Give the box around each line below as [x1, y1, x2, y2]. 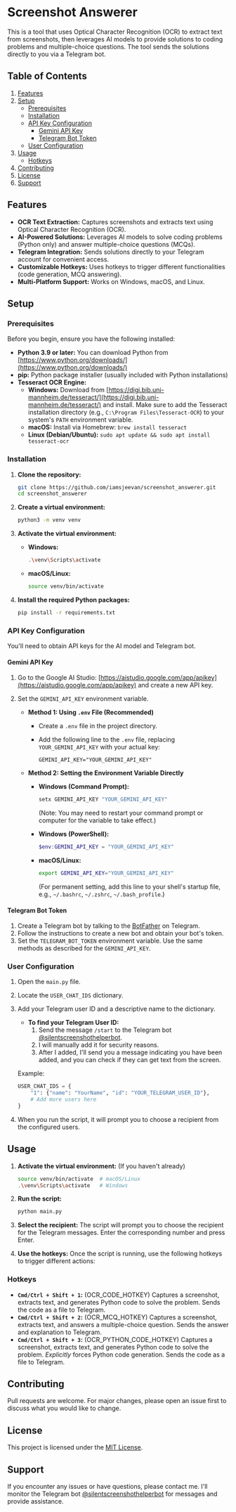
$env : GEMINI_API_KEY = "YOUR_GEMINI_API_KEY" [38, 844, 174, 851]
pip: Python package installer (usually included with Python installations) [17, 370, 228, 380]
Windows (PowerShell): [38, 830, 110, 839]
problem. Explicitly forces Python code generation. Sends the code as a [17, 1350, 225, 1359]
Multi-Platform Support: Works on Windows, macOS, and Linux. [17, 277, 205, 285]
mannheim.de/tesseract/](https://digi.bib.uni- [27, 393, 159, 401]
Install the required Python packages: [17, 595, 130, 604]
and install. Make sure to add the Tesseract [103, 401, 228, 409]
